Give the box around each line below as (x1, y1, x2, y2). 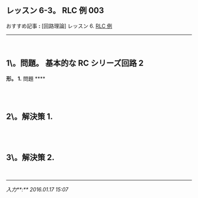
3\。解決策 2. (6, 152, 55, 162)
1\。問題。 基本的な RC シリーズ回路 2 (6, 58, 144, 68)
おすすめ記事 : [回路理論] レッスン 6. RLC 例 (6, 22, 113, 29)
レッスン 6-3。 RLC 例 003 (6, 5, 104, 16)
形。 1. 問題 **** (6, 75, 45, 82)
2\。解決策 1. (6, 111, 53, 122)
